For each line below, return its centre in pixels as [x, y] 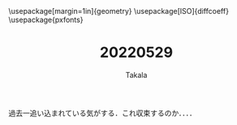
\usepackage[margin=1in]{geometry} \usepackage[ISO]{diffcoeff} [119, 11]
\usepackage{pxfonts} [46, 19]
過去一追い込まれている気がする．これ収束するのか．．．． [102, 113]
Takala [136, 75]
